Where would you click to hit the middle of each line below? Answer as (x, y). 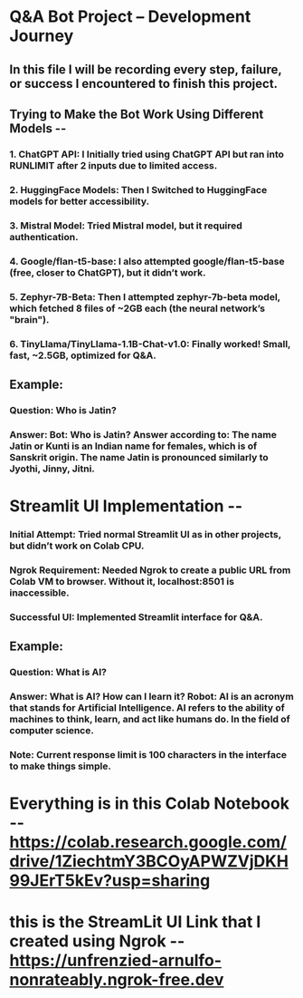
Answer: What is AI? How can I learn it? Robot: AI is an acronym (151, 696)
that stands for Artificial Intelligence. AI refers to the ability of (147, 707)
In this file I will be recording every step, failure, (146, 69)
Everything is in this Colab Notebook (149, 804)
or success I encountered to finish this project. (144, 83)
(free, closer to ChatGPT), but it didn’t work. (108, 272)
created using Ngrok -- (97, 941)
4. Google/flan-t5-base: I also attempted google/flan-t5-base (147, 261)
